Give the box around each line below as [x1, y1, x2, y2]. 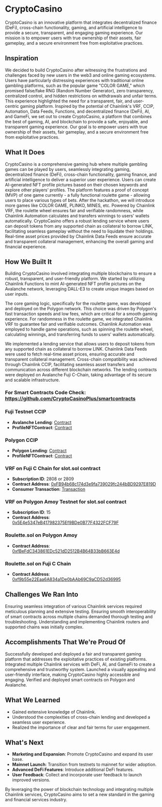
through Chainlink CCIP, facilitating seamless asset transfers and [5, 362, 134, 368]
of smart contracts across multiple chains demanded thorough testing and [5, 613, 153, 620]
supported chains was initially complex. [5, 624, 84, 630]
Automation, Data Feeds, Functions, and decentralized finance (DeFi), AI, [5, 108, 150, 114]
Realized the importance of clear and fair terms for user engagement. [12, 724, 151, 730]
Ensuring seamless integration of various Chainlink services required [5, 603, 142, 609]
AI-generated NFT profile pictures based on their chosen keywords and [5, 182, 147, 187]
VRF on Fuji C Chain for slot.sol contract [5, 465, 101, 471]
